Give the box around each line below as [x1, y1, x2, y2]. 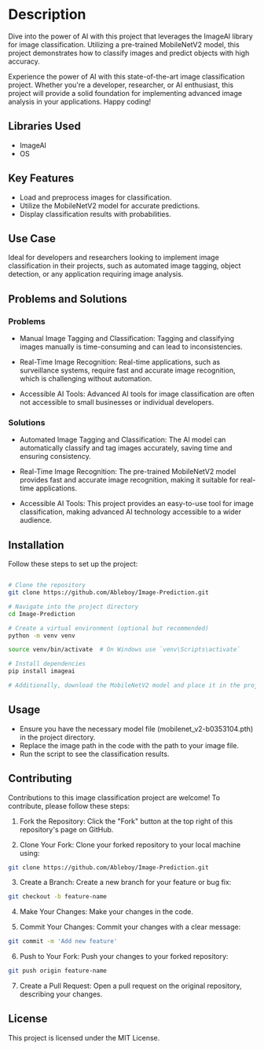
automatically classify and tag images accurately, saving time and [19, 443, 233, 453]
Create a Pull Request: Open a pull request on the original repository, [19, 981, 242, 991]
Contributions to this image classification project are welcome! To [8, 792, 221, 802]
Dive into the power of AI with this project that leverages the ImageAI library [8, 31, 253, 41]
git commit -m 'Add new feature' [8, 938, 118, 945]
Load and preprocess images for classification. [19, 193, 172, 202]
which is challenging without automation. [19, 374, 152, 384]
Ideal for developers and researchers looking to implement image [8, 253, 220, 262]
